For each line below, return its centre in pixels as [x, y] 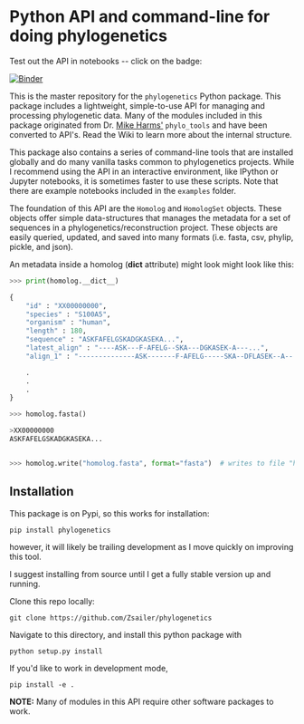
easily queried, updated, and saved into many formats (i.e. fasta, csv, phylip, [152, 237]
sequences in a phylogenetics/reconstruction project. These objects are [144, 227]
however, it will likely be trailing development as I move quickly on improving [152, 546]
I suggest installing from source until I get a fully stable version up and [140, 574]
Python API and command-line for [140, 17]
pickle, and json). [42, 246]
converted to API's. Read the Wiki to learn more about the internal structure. [151, 134]
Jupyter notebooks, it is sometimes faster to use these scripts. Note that [144, 181]
